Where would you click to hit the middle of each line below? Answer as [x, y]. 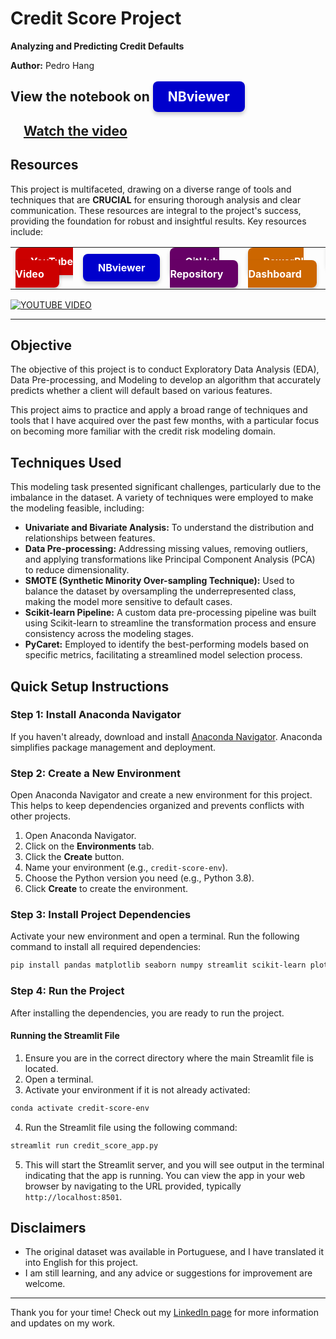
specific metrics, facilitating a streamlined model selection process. [163, 655]
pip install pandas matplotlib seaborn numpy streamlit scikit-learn [158, 965]
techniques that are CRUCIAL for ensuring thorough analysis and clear [156, 199]
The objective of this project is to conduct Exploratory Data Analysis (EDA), [165, 369]
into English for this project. [81, 1263]
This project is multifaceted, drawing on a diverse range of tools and [151, 189]
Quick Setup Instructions [90, 686]
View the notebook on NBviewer [120, 97]
